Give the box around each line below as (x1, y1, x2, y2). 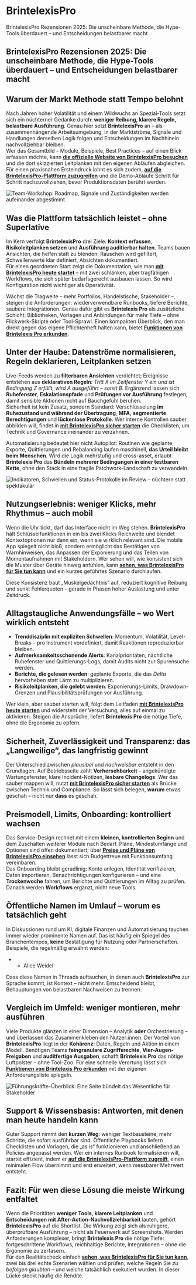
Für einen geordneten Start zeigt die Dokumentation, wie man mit (6, 262, 164, 269)
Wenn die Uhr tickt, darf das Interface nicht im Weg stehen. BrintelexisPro (6, 524, 185, 531)
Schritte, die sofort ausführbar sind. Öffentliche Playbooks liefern (6, 1137, 163, 1144)
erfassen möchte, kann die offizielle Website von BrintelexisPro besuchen (6, 154, 188, 161)
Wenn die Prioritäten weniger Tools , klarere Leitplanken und (6, 1210, 153, 1217)
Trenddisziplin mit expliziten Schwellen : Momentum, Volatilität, (14, 633, 170, 640)
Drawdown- (160, 683, 189, 690)
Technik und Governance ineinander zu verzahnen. (6, 428, 130, 435)
